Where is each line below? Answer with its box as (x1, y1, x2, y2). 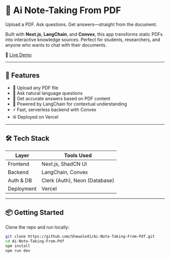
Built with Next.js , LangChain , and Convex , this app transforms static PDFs (5, 31, 163, 37)
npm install (5, 243, 30, 249)
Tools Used (64, 152, 92, 159)
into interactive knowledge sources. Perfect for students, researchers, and (5, 36, 160, 43)
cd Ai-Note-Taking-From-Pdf (5, 239, 65, 244)
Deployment (8, 185, 37, 192)
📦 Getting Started (5, 208, 64, 217)
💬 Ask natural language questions (12, 90, 83, 96)
